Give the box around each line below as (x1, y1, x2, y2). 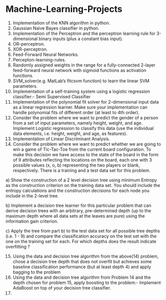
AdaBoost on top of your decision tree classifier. (12, 285, 111, 291)
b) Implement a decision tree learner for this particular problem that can (5, 202, 152, 208)
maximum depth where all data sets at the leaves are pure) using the (5, 213, 145, 219)
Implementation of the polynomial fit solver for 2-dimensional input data (12, 99, 159, 105)
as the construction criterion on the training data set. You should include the (5, 182, 161, 188)
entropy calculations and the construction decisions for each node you (5, 187, 150, 193)
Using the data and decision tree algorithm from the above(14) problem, (12, 253, 159, 259)
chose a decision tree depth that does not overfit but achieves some (12, 258, 152, 264)
